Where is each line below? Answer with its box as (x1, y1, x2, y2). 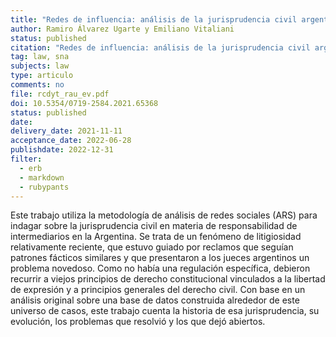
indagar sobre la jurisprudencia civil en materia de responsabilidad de (10, 220, 298, 232)
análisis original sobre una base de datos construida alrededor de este (10, 294, 300, 306)
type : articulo (10, 71, 74, 81)
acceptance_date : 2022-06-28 (10, 136, 132, 146)
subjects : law (10, 61, 70, 71)
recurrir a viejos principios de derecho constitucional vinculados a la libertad (10, 273, 326, 285)
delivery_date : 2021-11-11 (10, 126, 123, 136)
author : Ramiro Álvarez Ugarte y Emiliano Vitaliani (10, 24, 235, 34)
